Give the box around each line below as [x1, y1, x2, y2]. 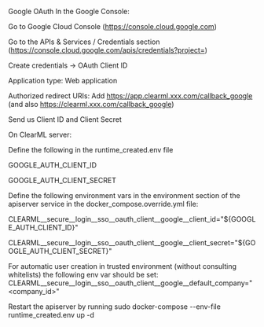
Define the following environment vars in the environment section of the [8, 191, 241, 200]
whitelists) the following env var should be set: [8, 270, 159, 279]
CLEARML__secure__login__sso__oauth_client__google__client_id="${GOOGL [8, 215, 256, 223]
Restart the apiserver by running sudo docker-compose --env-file [8, 302, 222, 311]
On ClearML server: [8, 130, 72, 139]
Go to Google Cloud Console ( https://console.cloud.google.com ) [8, 22, 218, 31]
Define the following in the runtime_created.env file [8, 145, 174, 154]
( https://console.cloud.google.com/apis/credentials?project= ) [8, 46, 208, 54]
